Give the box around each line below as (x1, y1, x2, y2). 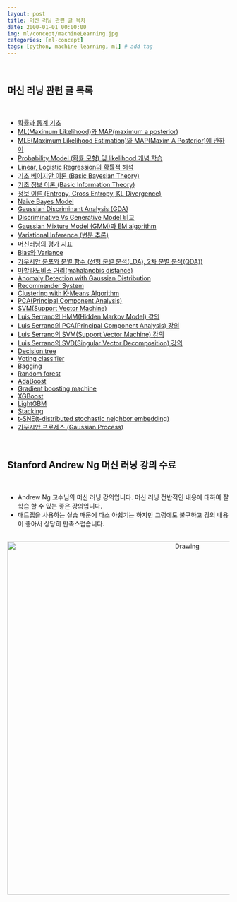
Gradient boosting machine (17, 384, 97, 393)
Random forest (17, 369, 61, 378)
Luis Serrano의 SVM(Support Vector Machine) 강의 (17, 330, 164, 338)
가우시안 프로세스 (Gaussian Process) (17, 422, 124, 431)
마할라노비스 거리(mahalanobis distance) (17, 266, 133, 274)
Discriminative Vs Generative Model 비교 (17, 213, 135, 221)
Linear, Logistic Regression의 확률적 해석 (17, 162, 134, 171)
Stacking (17, 407, 44, 415)
